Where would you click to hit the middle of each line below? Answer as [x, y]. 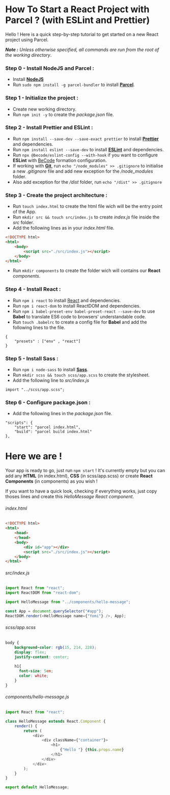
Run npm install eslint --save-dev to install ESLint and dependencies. [88, 149]
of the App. [24, 212]
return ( [33, 731]
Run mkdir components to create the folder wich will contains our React [87, 270]
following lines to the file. [39, 327]
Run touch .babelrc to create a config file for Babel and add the [80, 322]
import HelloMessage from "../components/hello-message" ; [68, 602]
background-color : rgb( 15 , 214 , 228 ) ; [55, 647]
